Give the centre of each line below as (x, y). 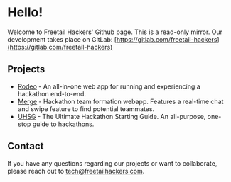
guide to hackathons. (63, 124)
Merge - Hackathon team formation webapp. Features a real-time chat (120, 101)
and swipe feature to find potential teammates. (86, 109)
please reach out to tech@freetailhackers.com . (76, 171)
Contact (26, 146)
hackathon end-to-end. (52, 93)
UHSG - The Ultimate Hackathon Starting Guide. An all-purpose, (112, 116)
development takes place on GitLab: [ (62, 39)
